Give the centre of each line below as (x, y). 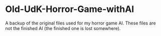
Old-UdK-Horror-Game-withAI (70, 9)
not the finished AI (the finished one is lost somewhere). (63, 28)
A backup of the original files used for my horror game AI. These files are (81, 23)
